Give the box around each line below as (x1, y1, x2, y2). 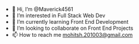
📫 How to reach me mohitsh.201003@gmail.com (11, 32, 133, 38)
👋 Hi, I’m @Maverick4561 (11, 6, 73, 12)
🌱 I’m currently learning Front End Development (11, 18, 129, 25)
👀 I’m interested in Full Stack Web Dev (11, 12, 106, 19)
